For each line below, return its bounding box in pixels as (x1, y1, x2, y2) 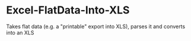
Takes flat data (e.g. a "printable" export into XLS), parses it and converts (6, 23, 186, 30)
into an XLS (6, 29, 34, 36)
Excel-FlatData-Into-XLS (6, 4, 130, 17)
